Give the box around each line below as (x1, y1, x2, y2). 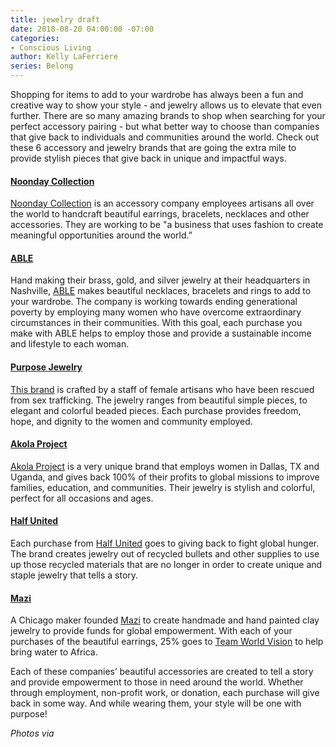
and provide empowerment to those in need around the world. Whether (10, 676, 304, 688)
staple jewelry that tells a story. (10, 569, 139, 581)
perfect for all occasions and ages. (10, 492, 154, 504)
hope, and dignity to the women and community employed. (10, 415, 253, 427)
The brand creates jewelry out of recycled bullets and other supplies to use (10, 548, 320, 560)
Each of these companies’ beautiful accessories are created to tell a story (10, 666, 314, 678)
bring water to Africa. (10, 646, 98, 658)
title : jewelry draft (10, 14, 101, 25)
